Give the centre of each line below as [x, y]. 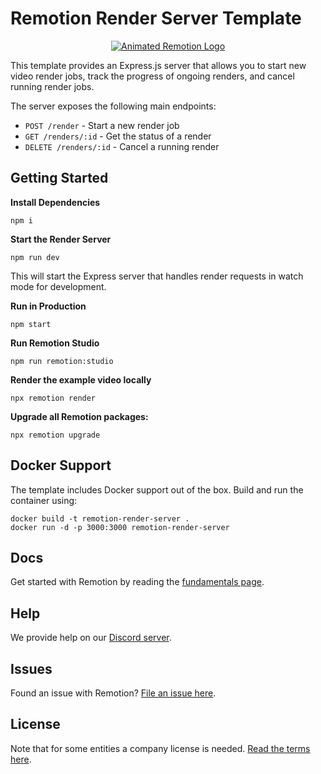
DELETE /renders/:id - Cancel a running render [122, 146]
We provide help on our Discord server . [91, 638]
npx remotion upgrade [55, 435]
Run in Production [48, 306]
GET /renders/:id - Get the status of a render [118, 136]
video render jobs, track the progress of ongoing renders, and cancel [152, 76]
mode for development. [58, 286]
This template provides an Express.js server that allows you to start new [158, 65]
